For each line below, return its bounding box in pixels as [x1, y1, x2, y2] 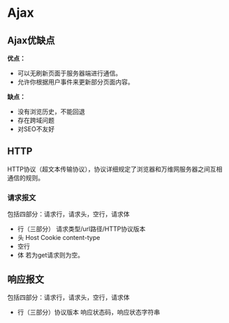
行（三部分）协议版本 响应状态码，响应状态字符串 [17, 308, 161, 316]
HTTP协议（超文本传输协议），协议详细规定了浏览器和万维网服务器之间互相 [7, 165, 223, 173]
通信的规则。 [7, 173, 44, 182]
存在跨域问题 [17, 117, 54, 124]
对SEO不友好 [17, 125, 54, 133]
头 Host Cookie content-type [17, 234, 101, 242]
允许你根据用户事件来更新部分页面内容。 [17, 78, 134, 86]
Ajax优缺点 [7, 34, 55, 46]
